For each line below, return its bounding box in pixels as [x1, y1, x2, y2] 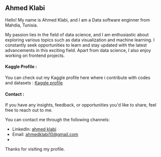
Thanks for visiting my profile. [5, 146, 65, 152]
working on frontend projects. [5, 52, 65, 58]
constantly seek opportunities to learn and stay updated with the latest [5, 42, 147, 48]
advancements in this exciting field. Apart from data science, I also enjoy [5, 47, 151, 53]
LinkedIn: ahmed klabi [12, 126, 57, 132]
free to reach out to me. [5, 107, 53, 113]
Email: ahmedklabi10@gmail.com [12, 131, 79, 137]
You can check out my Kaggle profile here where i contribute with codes [5, 75, 150, 80]
